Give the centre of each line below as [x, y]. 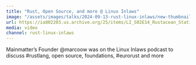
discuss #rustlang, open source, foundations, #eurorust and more [85, 56]
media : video [22, 28]
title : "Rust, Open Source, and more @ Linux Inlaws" [73, 11]
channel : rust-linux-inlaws [40, 33]
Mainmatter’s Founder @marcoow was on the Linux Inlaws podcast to [90, 49]
